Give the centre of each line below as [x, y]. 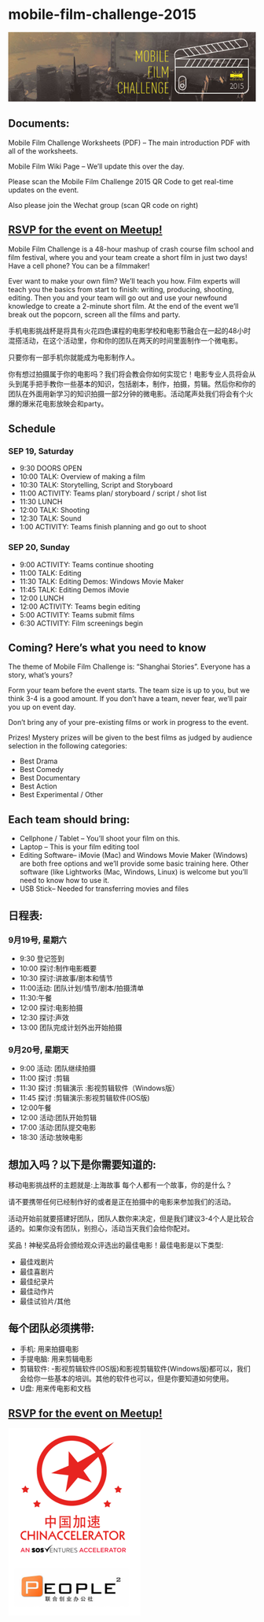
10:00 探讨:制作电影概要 [58, 968]
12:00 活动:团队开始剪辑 [58, 1118]
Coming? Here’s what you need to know [107, 648]
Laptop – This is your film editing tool [79, 847]
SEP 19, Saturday [41, 451]
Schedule [32, 429]
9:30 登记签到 [42, 958]
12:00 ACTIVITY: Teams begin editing [80, 606]
